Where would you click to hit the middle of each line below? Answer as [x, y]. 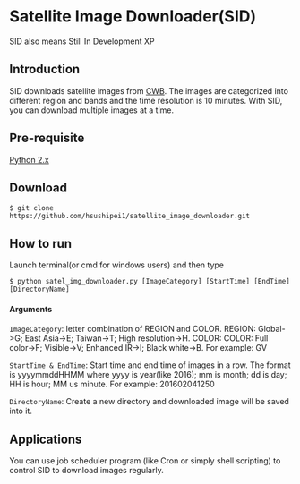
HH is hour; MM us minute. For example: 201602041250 [112, 384]
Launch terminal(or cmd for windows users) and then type [116, 265]
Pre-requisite [47, 138]
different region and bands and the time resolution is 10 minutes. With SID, [146, 100]
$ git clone [31, 208]
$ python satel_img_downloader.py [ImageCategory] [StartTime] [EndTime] [150, 282]
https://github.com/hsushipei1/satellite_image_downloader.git [130, 217]
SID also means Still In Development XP [82, 41]
